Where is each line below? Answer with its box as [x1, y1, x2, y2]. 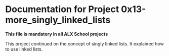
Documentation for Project [5, 4, 119, 15]
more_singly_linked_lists [5, 14, 111, 26]
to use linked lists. [5, 46, 43, 52]
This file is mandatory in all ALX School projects [5, 31, 108, 37]
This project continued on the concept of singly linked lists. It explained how [5, 40, 164, 46]
